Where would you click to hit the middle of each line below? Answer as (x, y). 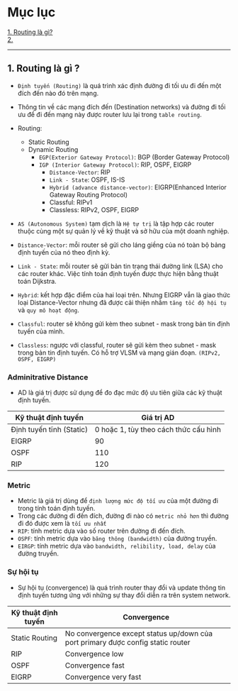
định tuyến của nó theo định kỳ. (64, 252)
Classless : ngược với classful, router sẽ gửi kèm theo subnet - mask (117, 345)
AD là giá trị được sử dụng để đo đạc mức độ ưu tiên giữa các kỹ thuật (120, 393)
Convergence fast (95, 665)
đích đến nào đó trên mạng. (58, 93)
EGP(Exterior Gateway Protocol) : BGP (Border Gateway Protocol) (134, 157)
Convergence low (94, 653)
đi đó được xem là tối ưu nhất (62, 524)
